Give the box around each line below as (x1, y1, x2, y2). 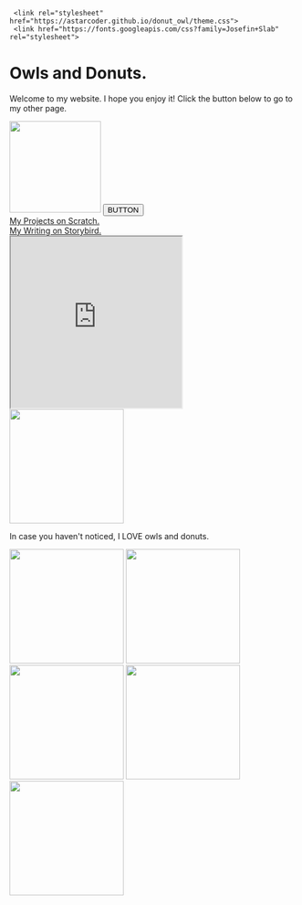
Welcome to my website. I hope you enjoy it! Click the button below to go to (9, 92, 294, 104)
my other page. (9, 102, 67, 113)
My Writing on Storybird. (9, 225, 102, 236)
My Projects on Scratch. (9, 215, 100, 226)
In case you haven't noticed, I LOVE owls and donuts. (9, 530, 210, 541)
